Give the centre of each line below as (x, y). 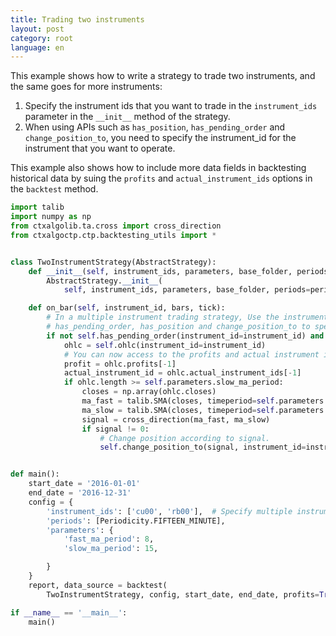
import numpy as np (51, 217)
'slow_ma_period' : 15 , (111, 549)
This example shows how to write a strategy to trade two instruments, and (163, 76)
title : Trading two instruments (77, 19)
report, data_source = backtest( (98, 585)
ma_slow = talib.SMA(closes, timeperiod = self (178, 410)
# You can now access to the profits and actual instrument (191, 354)
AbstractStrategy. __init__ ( (104, 281)
